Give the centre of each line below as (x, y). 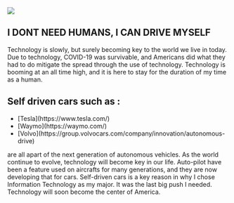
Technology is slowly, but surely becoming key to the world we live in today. (117, 49)
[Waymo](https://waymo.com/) (62, 126)
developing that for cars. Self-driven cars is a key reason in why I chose (111, 177)
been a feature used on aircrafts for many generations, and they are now (112, 169)
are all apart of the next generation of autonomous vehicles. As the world (113, 155)
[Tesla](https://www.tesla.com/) (64, 118)
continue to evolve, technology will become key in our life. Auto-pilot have (115, 162)
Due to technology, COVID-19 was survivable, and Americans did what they (117, 57)
